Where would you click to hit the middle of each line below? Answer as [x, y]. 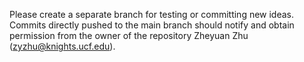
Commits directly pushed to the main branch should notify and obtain [152, 25]
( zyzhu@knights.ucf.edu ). [62, 46]
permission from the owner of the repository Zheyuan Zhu [129, 35]
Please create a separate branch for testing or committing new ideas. [152, 14]
